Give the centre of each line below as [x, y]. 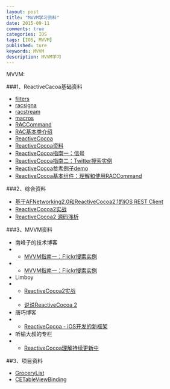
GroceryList [30, 373]
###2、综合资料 [26, 189]
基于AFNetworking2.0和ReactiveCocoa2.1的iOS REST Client [89, 201]
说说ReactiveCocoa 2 [50, 305]
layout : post [23, 12]
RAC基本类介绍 [34, 131]
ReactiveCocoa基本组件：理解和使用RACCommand [78, 175]
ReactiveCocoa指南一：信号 [50, 153]
